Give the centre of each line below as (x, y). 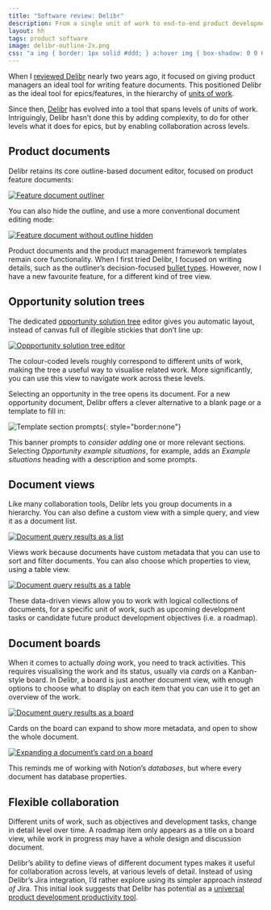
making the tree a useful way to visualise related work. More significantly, (130, 369)
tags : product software (48, 38)
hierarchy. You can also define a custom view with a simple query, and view (134, 512)
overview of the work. (45, 697)
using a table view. (39, 570)
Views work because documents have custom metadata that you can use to (134, 553)
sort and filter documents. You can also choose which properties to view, (130, 561)
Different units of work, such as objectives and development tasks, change (133, 822)
